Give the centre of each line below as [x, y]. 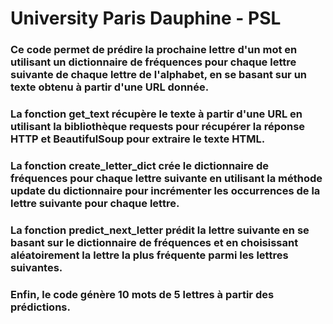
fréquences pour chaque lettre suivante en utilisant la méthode [166, 178]
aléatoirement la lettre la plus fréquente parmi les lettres [149, 255]
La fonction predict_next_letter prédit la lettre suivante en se [160, 230]
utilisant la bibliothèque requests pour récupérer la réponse [158, 127]
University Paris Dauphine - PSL [146, 18]
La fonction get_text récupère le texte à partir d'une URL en [156, 114]
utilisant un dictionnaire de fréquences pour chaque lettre [153, 62]
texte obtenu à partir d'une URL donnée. [110, 87]
